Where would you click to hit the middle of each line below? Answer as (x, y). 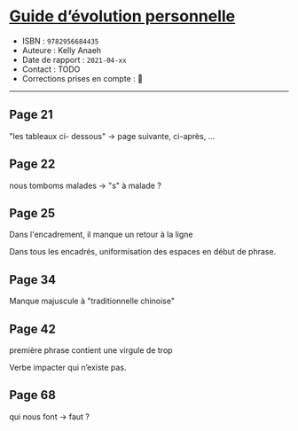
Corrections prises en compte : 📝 (82, 78)
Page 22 (32, 165)
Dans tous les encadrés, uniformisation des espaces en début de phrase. (143, 252)
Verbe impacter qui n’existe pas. (68, 367)
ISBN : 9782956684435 (60, 41)
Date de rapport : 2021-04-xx (74, 59)
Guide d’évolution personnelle (122, 16)
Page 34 (33, 280)
